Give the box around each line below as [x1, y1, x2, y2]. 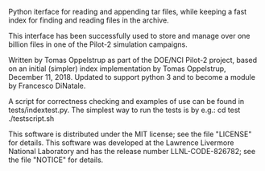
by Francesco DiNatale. [8, 81, 86, 90]
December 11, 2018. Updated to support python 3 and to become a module [8, 73, 256, 81]
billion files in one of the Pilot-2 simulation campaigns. [8, 40, 188, 49]
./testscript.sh [8, 114, 55, 123]
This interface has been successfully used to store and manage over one [8, 31, 251, 40]
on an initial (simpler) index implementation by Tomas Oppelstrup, [8, 64, 227, 73]
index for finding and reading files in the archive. [8, 15, 169, 25]
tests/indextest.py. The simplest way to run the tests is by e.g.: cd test [8, 105, 241, 115]
